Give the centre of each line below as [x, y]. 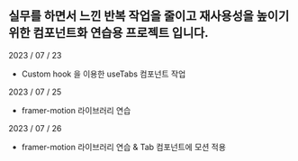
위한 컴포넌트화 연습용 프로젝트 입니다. [108, 33]
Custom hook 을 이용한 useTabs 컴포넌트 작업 [104, 74]
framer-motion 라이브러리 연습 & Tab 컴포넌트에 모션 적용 [124, 147]
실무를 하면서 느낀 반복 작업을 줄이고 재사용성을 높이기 [149, 16]
